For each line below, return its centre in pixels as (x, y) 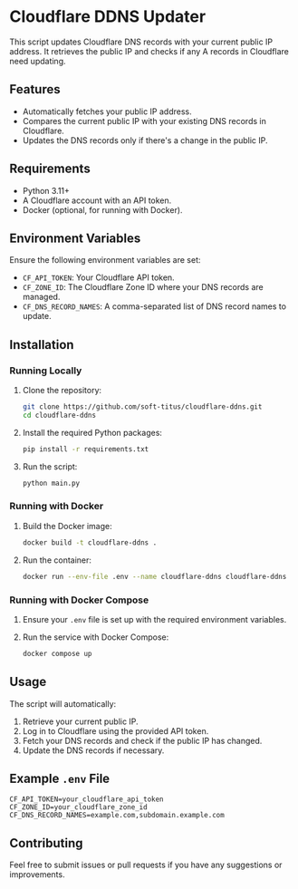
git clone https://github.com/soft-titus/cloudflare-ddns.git (142, 407)
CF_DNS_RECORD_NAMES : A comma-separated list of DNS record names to (154, 306)
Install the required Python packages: (92, 432)
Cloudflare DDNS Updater (108, 17)
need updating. (38, 61)
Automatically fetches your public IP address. (107, 111)
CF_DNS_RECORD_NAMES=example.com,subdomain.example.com (117, 816)
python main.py (51, 483)
